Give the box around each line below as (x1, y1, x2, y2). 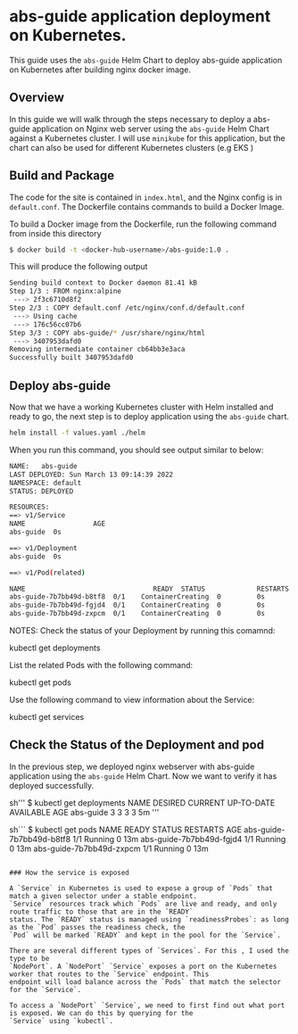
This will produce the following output (9, 261, 148, 272)
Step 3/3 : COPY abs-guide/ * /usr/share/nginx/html (9, 328, 205, 337)
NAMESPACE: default (9, 478, 82, 487)
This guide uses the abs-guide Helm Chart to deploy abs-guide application (9, 54, 283, 65)
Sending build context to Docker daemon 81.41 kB (9, 278, 198, 287)
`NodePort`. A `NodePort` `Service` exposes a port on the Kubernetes (9, 962, 277, 971)
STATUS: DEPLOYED (9, 486, 74, 496)
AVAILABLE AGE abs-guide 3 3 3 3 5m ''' (9, 807, 160, 817)
